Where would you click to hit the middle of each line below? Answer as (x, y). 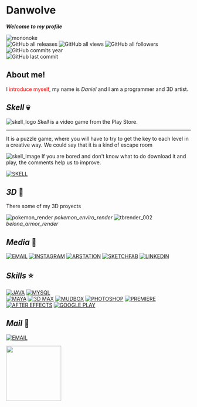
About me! (26, 75)
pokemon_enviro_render (84, 218)
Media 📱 (21, 242)
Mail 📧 (18, 323)
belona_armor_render (32, 224)
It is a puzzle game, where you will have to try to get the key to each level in (97, 138)
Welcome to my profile (34, 26)
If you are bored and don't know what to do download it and (114, 156)
